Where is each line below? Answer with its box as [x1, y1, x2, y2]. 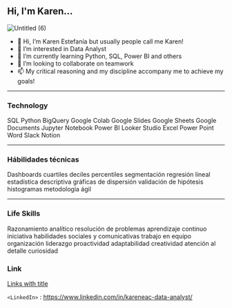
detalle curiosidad [7, 247, 59, 255]
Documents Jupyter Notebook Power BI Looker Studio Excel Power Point [7, 124, 214, 132]
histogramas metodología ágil [7, 185, 92, 193]
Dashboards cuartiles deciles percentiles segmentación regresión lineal [7, 171, 211, 179]
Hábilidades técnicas [7, 155, 79, 164]
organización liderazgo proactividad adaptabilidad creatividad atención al [7, 239, 216, 247]
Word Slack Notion [7, 131, 61, 139]
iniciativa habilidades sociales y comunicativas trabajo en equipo [7, 231, 192, 240]
